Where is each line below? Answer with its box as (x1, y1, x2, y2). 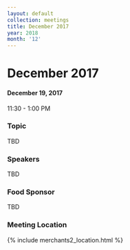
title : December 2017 (7, 23, 69, 30)
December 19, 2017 (7, 88, 63, 97)
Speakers (7, 154, 40, 164)
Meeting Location (7, 220, 67, 230)
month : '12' (7, 36, 41, 43)
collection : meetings (7, 17, 69, 23)
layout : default (7, 10, 54, 17)
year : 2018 (7, 29, 39, 37)
